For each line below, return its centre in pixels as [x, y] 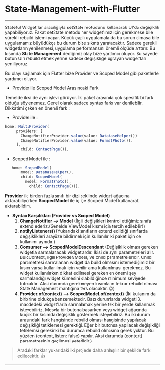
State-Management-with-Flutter [73, 9]
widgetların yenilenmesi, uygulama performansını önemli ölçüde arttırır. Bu [80, 48]
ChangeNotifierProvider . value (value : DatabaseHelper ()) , [80, 136]
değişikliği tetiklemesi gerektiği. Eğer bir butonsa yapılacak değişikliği [90, 325]
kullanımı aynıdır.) [37, 241]
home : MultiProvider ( [27, 126]
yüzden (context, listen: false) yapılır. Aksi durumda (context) [81, 336]
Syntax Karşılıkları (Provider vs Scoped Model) [61, 215]
